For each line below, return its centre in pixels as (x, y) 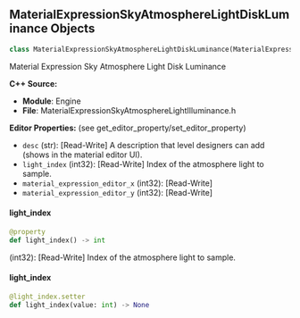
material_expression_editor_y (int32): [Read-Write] (117, 192)
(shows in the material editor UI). (82, 155)
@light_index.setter (48, 297)
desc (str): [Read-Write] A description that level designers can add (143, 145)
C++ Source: (33, 83)
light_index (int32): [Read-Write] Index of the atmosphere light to (143, 163)
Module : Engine (52, 101)
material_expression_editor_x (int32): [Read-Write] (117, 183)
